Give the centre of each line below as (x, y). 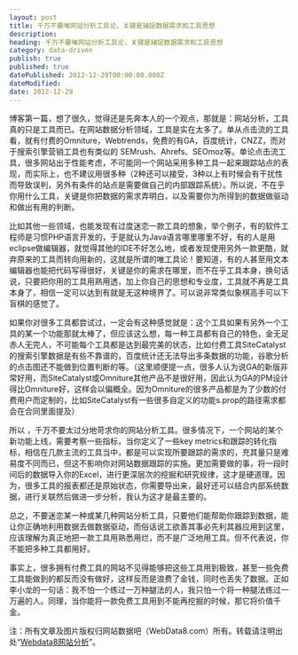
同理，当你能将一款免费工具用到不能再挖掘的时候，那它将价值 (160, 601)
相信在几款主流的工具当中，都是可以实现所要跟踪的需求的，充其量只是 (153, 452)
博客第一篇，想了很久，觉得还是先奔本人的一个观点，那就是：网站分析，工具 (149, 118)
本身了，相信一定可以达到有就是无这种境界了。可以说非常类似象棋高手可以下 (149, 292)
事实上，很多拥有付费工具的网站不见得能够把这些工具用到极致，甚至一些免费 (149, 567)
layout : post (33, 17)
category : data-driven (51, 51)
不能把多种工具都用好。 (52, 548)
